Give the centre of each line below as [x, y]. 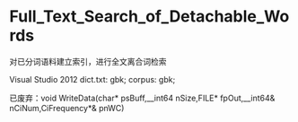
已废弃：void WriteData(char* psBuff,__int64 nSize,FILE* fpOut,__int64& [142, 98]
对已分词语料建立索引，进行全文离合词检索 [88, 61]
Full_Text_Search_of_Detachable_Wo [149, 17]
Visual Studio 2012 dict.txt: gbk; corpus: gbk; [92, 79]
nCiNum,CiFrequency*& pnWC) [67, 108]
